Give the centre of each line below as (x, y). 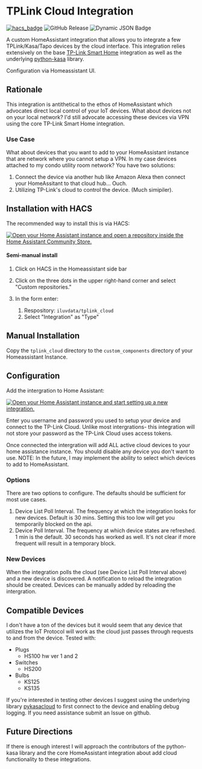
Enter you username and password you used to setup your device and (93, 420)
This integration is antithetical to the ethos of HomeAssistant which (90, 104)
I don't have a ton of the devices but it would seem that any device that (94, 625)
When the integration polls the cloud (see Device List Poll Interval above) (96, 572)
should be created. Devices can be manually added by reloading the (91, 585)
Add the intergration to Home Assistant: (55, 390)
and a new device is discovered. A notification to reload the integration (94, 578)
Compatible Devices (45, 610)
